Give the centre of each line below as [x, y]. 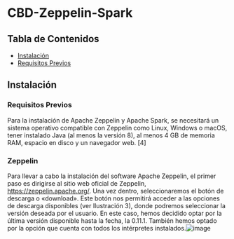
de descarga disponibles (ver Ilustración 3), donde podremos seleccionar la [117, 205]
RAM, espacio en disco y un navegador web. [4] [77, 142]
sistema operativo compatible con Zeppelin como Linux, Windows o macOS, [117, 128]
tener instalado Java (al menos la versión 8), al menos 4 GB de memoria [111, 135]
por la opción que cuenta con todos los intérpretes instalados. [97, 228]
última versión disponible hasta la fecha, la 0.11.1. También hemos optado [112, 220]
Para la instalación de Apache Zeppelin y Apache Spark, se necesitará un [113, 120]
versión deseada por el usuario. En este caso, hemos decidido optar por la [115, 213]
